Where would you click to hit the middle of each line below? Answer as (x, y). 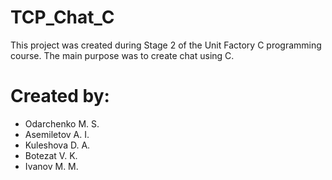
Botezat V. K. (51, 155)
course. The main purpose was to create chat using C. (122, 55)
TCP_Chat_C (62, 17)
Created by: (60, 96)
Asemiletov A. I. (57, 134)
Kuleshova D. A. (57, 145)
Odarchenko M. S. (62, 123)
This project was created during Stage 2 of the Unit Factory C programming (166, 45)
